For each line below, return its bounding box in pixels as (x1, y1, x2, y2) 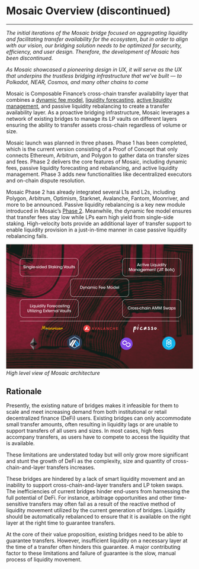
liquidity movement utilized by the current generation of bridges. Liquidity (6, 507, 185, 514)
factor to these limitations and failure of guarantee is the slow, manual (6, 549, 176, 557)
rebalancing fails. (6, 232, 49, 239)
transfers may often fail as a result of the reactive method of (29, 500, 176, 507)
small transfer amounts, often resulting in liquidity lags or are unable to (6, 421, 179, 428)
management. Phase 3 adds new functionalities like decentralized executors (6, 171, 192, 178)
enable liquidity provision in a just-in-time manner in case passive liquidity (6, 226, 187, 233)
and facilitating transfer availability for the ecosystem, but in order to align (6, 36, 188, 43)
